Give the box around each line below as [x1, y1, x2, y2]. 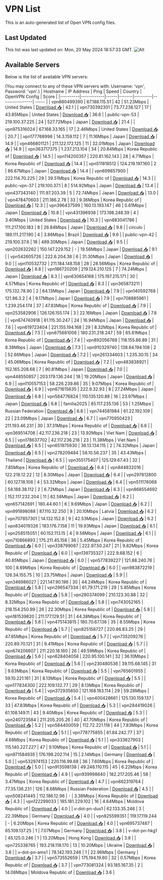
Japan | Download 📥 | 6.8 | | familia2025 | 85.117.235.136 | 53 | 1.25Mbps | [5, 401, 154, 407]
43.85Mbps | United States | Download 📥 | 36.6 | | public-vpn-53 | [5, 111, 139, 117]
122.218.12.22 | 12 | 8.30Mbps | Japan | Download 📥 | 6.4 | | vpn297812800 [5, 471, 157, 477]
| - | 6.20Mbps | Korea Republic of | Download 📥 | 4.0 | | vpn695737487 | [5, 820, 152, 826]
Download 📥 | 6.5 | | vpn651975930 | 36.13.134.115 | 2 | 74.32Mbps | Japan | [5, 442, 158, 448]
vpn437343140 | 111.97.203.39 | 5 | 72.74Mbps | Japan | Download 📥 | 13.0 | [5, 190, 159, 196]
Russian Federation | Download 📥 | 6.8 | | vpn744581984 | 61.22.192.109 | [5, 408, 153, 414]
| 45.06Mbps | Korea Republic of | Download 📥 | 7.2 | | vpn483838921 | [5, 359, 149, 365]
